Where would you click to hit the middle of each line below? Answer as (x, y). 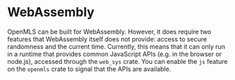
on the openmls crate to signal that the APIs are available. (89, 69)
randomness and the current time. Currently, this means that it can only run (116, 46)
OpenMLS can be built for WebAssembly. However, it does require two (109, 32)
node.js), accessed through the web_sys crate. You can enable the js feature (118, 61)
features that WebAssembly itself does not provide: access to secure (107, 39)
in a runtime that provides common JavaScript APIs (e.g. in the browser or (115, 54)
